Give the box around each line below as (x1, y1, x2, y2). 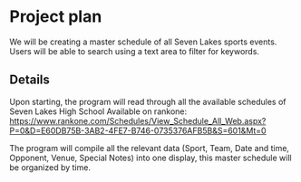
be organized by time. (9, 161, 91, 173)
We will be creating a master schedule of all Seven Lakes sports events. (9, 36, 277, 47)
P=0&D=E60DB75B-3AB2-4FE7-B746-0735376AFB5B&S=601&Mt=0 (9, 125, 267, 136)
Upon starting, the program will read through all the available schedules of (9, 96, 287, 107)
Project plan (9, 6, 102, 27)
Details (9, 72, 50, 88)
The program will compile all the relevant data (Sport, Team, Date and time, (9, 142, 290, 153)
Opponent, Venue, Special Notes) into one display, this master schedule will (9, 152, 292, 163)
